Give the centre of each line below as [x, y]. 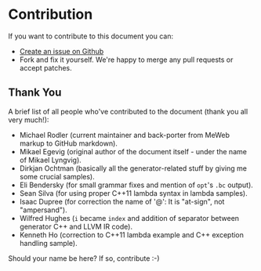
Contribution [51, 14]
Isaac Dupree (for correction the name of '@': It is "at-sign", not [122, 201]
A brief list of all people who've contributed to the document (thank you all [128, 111]
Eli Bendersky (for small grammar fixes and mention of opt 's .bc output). [136, 185]
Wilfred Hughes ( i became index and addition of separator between [129, 218]
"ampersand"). [43, 210]
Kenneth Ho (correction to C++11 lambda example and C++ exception [132, 235]
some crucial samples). [57, 176]
